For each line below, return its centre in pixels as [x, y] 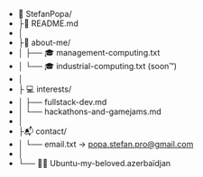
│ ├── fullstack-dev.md [62, 102]
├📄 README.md [48, 23]
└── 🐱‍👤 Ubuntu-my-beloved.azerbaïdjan [94, 163]
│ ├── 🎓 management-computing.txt [89, 53]
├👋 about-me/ [44, 42]
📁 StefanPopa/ [45, 14]
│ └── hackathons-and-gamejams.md [90, 111]
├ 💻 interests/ [45, 89]
